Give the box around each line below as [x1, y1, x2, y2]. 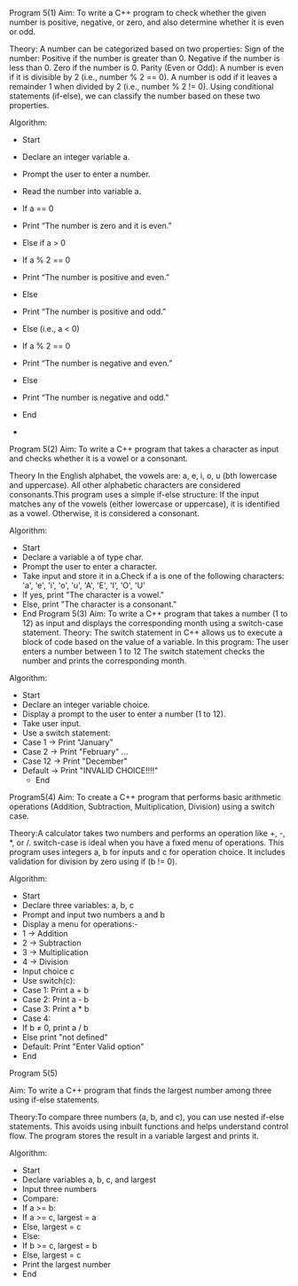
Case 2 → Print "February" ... [21, 747, 129, 757]
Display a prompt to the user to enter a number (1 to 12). [21, 709, 226, 719]
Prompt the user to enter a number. [21, 169, 151, 179]
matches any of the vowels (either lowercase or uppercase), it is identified [9, 498, 280, 509]
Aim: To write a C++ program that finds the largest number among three [9, 1086, 272, 1095]
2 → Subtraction [21, 937, 82, 948]
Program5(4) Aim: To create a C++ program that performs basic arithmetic [9, 792, 282, 802]
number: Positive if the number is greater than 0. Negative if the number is [9, 53, 281, 63]
